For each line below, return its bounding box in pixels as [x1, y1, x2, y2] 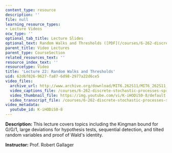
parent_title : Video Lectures [5, 45, 70, 50]
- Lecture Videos [5, 27, 42, 32]
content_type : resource [5, 7, 56, 13]
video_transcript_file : [10, 97, 60, 103]
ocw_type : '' [5, 31, 33, 36]
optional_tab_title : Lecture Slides [5, 36, 83, 41]
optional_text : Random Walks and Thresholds [5, 41, 102, 46]
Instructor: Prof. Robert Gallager [5, 142, 74, 148]
